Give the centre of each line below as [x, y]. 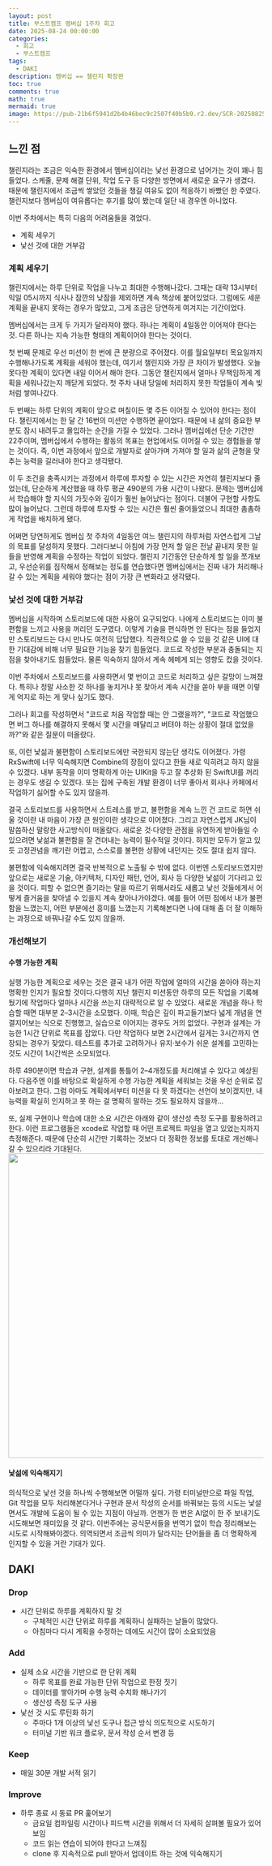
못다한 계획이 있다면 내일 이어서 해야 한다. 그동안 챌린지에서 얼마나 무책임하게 [130, 373]
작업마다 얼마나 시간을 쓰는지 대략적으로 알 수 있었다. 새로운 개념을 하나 [142, 1002]
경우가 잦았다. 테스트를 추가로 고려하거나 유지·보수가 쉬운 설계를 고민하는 [144, 1043]
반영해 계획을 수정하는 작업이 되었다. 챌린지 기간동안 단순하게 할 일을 [131, 556]
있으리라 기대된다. [54, 1148]
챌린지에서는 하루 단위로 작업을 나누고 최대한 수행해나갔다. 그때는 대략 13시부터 [133, 287]
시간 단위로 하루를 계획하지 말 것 [71, 1611]
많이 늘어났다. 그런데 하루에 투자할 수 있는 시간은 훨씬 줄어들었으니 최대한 [124, 509]
